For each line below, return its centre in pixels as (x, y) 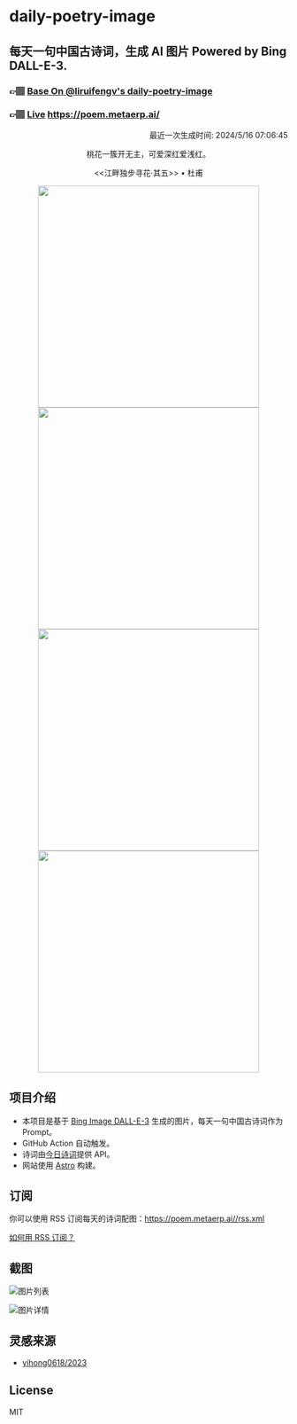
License (31, 1391)
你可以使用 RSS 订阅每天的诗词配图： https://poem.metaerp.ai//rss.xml (137, 1219)
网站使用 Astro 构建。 (61, 1165)
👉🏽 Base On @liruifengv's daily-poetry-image (111, 90)
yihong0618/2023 (54, 1363)
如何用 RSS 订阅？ (42, 1238)
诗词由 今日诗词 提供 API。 (68, 1154)
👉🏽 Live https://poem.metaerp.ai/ (85, 114)
